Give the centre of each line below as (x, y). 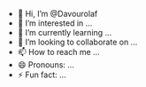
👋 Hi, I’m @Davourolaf (58, 14)
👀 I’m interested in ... (55, 23)
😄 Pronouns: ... (46, 65)
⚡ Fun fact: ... (42, 75)
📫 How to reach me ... (58, 52)
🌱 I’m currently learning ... (65, 32)
